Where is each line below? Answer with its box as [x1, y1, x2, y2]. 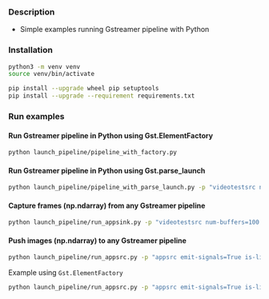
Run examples [8, 111, 65, 122]
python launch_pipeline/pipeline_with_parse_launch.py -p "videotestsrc [8, 183, 256, 192]
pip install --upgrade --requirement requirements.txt [8, 92, 195, 100]
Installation [8, 45, 54, 56]
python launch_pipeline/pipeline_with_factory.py [8, 149, 178, 157]
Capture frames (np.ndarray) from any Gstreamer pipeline [8, 201, 206, 210]
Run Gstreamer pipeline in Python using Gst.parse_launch [8, 165, 206, 175]
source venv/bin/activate [8, 70, 94, 78]
